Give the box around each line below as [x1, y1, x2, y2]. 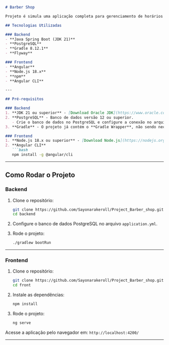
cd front [12, 283, 31, 288]
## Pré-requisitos [5, 97, 44, 102]
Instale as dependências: [12, 292, 64, 298]
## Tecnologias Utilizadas [5, 23, 62, 28]
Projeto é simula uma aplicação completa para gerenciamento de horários [5, 14, 163, 19]
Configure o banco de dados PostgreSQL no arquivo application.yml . [12, 221, 157, 227]
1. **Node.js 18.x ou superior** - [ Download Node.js [5, 138, 121, 143]
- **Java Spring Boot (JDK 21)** [5, 37, 75, 42]
